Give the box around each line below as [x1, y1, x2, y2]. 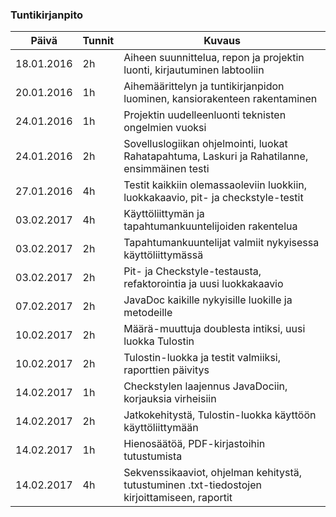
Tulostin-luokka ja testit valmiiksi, [123, 351, 281, 365]
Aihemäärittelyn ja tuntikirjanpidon [123, 79, 285, 93]
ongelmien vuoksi [123, 121, 207, 135]
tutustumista [123, 449, 183, 463]
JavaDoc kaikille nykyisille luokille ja [123, 293, 293, 307]
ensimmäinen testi [123, 162, 210, 176]
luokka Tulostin [123, 334, 195, 348]
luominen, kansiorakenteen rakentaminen [123, 92, 318, 106]
